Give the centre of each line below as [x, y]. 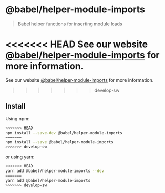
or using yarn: [20, 157]
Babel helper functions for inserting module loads [70, 24]
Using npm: [17, 118]
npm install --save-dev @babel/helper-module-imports [64, 133]
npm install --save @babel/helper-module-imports [59, 142]
